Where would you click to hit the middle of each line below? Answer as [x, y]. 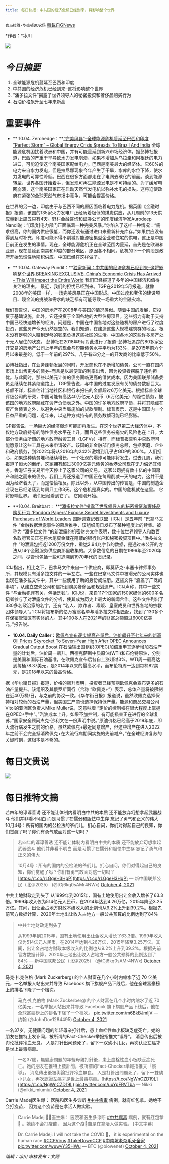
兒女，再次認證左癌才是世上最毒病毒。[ [62, 1079]
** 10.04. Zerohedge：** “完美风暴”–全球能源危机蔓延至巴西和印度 [81, 138]
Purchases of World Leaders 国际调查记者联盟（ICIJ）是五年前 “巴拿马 [86, 519]
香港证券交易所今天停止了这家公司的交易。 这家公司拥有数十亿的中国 [85, 470]
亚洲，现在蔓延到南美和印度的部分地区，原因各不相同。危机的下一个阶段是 [82, 250]
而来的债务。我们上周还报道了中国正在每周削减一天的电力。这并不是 [93, 476]
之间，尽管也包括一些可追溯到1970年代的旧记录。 [64, 557]
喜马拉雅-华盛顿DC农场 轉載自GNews [40, 25]
